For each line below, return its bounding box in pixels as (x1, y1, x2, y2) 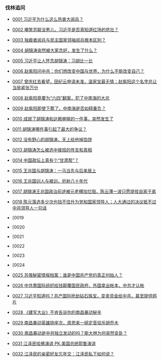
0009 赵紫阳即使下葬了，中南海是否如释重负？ (12, 106, 106, 111)
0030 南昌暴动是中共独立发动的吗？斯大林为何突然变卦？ (12, 330, 127, 336)
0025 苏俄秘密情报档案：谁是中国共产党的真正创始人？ (12, 272, 123, 278)
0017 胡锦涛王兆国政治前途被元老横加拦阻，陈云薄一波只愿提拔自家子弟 (12, 189, 157, 194)
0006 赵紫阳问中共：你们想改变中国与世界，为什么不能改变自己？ (12, 68, 144, 74)
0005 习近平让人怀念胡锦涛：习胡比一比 (12, 58, 93, 64)
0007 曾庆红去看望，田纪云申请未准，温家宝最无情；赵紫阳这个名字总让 (12, 79, 157, 85)
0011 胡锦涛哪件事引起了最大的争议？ (12, 126, 87, 132)
